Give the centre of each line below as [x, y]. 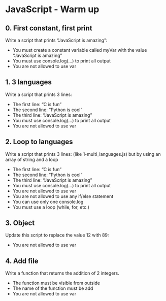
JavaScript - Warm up [52, 9]
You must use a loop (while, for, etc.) [51, 207]
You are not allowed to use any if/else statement [63, 196]
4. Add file [22, 261]
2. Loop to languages [39, 142]
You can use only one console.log [48, 202]
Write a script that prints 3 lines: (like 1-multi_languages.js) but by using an [83, 154]
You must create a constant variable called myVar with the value [80, 50]
